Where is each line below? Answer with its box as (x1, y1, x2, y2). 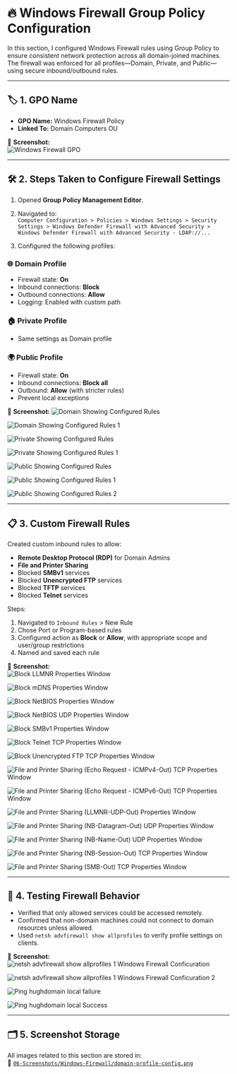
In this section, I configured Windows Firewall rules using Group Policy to (7, 44, 220, 52)
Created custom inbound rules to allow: (7, 540, 122, 548)
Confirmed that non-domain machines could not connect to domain (17, 916, 214, 925)
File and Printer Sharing (17, 561, 89, 570)
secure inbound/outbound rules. (24, 66, 119, 75)
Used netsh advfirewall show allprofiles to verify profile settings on (17, 931, 222, 940)
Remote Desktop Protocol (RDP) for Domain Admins (17, 553, 171, 562)
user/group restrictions (17, 641, 85, 649)
